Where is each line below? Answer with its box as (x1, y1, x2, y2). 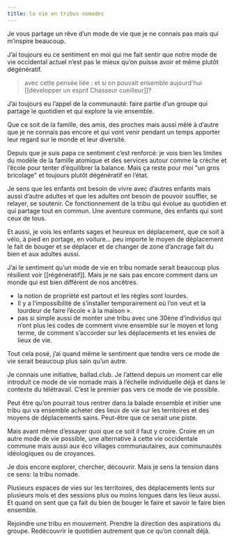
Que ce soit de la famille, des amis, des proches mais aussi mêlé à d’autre (7, 120, 219, 129)
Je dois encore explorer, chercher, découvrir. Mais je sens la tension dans (7, 463, 219, 471)
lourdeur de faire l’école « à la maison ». (17, 306, 132, 314)
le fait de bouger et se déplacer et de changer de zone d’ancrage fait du (7, 242, 214, 251)
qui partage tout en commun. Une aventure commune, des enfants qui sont (7, 206, 224, 215)
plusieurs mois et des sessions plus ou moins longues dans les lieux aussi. (7, 490, 221, 499)
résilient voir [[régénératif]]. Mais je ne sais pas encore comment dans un (7, 270, 218, 279)
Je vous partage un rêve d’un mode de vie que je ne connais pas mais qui (7, 29, 219, 38)
